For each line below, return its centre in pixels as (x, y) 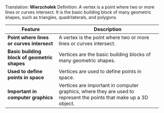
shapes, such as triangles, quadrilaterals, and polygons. (61, 17)
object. (66, 104)
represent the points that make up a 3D (103, 97)
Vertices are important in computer (99, 85)
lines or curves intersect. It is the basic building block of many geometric (78, 12)
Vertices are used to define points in (100, 71)
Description (108, 29)
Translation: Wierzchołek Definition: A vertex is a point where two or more (80, 7)
